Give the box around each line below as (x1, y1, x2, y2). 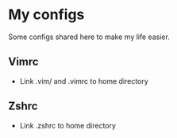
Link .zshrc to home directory (19, 120, 117, 130)
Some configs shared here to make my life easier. (8, 32, 171, 41)
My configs (8, 6, 85, 24)
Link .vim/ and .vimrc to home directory (19, 76, 148, 85)
